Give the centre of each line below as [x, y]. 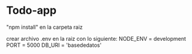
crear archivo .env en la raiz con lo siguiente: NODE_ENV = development [96, 38]
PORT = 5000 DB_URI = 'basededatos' [54, 45]
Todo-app [32, 10]
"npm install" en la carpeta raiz [45, 27]
